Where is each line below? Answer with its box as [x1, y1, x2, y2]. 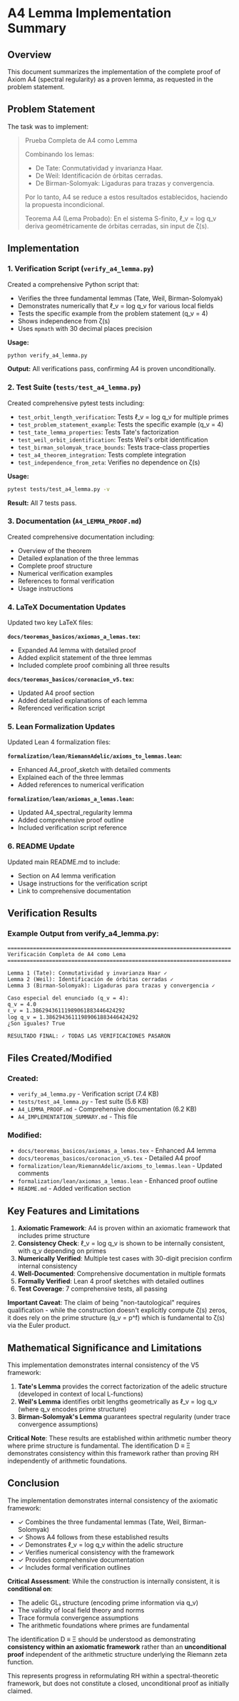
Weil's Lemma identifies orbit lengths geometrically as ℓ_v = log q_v [17, 1397, 218, 1406]
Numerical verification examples [17, 569, 113, 577]
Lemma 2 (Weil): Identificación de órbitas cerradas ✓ [7, 976, 174, 983]
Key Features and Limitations [7, 1204, 140, 1217]
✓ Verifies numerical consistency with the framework [17, 1548, 175, 1556]
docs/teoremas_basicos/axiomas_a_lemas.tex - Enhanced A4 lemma [17, 1147, 216, 1155]
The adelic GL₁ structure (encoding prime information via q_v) [17, 1598, 198, 1607]
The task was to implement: [7, 122, 89, 131]
